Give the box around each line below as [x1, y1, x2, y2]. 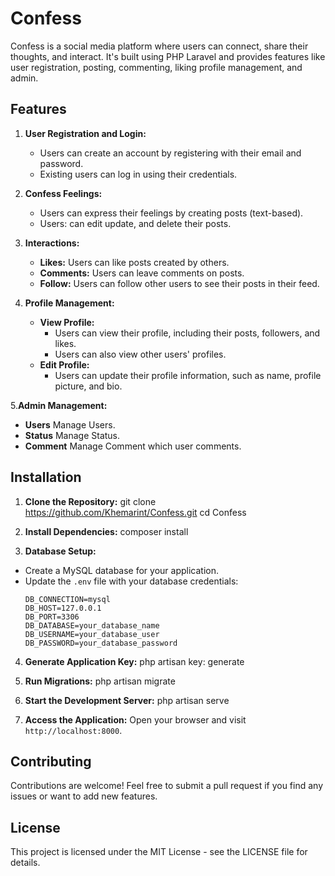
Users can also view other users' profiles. [54, 348, 227, 360]
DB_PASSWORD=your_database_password [24, 638, 178, 648]
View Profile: [39, 316, 95, 328]
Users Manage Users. [24, 418, 116, 431]
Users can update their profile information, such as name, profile [54, 369, 322, 381]
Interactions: [24, 237, 80, 249]
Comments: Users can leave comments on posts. [39, 267, 245, 279]
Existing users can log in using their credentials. [39, 168, 238, 180]
